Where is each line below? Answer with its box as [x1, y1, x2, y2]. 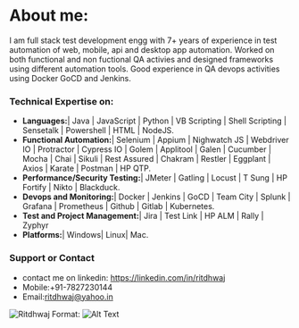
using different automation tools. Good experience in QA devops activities [9, 63, 280, 74]
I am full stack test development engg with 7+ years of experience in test [9, 35, 278, 46]
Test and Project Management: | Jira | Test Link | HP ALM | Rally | [21, 211, 264, 222]
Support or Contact [9, 252, 96, 265]
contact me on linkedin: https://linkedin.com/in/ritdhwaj [21, 272, 226, 282]
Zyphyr [21, 220, 49, 231]
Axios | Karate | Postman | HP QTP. [21, 163, 152, 174]
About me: [9, 5, 89, 26]
